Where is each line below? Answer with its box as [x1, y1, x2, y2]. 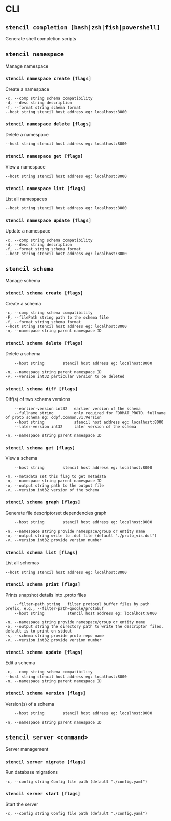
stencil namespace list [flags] [5, 185, 86, 191]
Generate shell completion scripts [5, 36, 77, 41]
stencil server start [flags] [5, 791, 81, 796]
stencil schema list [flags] [5, 549, 78, 555]
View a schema [5, 455, 38, 461]
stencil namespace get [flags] [5, 153, 83, 159]
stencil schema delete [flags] [5, 340, 83, 346]
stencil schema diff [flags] [5, 386, 78, 392]
